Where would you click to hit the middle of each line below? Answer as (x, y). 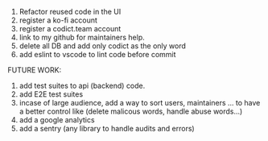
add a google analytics (57, 120)
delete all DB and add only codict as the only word (103, 46)
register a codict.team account (70, 29)
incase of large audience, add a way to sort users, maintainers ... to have (140, 103)
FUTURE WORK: (35, 70)
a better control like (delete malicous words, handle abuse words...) (131, 111)
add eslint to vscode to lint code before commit (97, 54)
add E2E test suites (51, 94)
